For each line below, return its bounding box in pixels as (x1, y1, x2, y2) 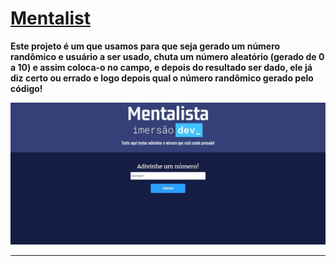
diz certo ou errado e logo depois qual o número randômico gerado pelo (10, 72, 314, 84)
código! (10, 82, 43, 94)
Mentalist (10, 7, 91, 30)
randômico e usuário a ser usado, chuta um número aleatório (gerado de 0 (10, 50, 325, 62)
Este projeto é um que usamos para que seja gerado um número (10, 40, 281, 52)
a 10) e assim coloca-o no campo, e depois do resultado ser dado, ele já (10, 61, 313, 73)
